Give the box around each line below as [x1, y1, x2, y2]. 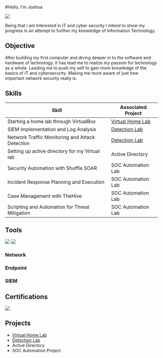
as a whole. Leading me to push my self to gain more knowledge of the [5, 65, 147, 71]
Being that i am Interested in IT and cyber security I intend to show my [5, 23, 145, 28]
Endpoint [5, 264, 27, 271]
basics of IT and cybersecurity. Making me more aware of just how [5, 70, 139, 76]
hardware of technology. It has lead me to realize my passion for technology [5, 60, 157, 65]
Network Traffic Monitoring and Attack [7, 133, 95, 140]
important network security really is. [5, 75, 78, 81]
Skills [5, 89, 22, 98]
